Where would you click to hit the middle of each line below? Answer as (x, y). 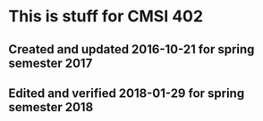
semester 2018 (51, 107)
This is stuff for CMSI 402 (106, 16)
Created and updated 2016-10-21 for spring (131, 49)
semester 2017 (51, 63)
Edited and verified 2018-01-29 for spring (127, 93)
